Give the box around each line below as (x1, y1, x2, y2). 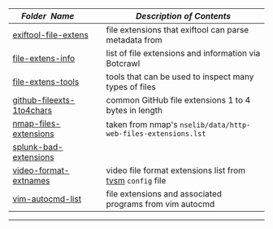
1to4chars (12, 105, 53, 116)
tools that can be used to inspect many (106, 71, 254, 82)
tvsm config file (106, 175, 167, 186)
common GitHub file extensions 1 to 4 (106, 95, 251, 105)
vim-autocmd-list (12, 193, 82, 205)
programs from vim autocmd (106, 199, 215, 209)
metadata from (106, 34, 162, 46)
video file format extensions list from (106, 165, 246, 176)
